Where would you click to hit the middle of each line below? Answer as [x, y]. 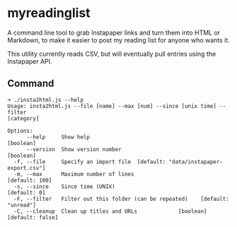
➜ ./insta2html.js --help [45, 100]
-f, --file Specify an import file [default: [90, 162]
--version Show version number [74, 149]
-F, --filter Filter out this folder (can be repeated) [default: [122, 199]
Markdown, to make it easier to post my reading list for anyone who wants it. [118, 40]
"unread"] [22, 205]
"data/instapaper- [196, 162]
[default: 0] [27, 192]
